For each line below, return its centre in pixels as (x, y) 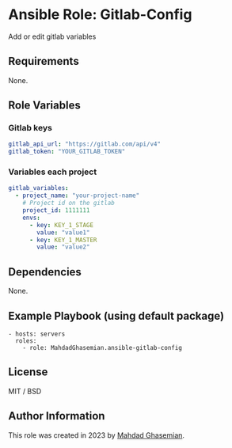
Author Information (57, 416)
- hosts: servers (37, 334)
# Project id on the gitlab (68, 203)
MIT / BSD (25, 391)
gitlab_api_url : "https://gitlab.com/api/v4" (84, 144)
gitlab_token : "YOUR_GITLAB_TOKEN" (67, 152)
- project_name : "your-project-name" (78, 196)
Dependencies (45, 272)
